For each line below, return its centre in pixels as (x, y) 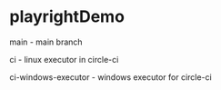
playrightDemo (67, 17)
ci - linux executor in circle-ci (64, 59)
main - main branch (46, 42)
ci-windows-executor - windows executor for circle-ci (110, 77)
